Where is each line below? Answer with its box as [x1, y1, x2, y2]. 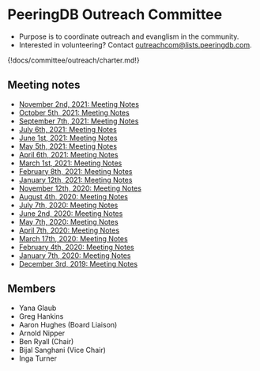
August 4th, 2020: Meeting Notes [18, 191, 128, 201]
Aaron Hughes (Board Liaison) [18, 320, 118, 329]
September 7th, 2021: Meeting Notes [18, 116, 139, 126]
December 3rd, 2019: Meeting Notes [18, 259, 138, 268]
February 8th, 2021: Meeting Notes [18, 166, 133, 176]
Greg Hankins [18, 311, 64, 321]
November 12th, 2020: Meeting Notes [18, 184, 141, 193]
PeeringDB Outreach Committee [7, 6, 223, 24]
